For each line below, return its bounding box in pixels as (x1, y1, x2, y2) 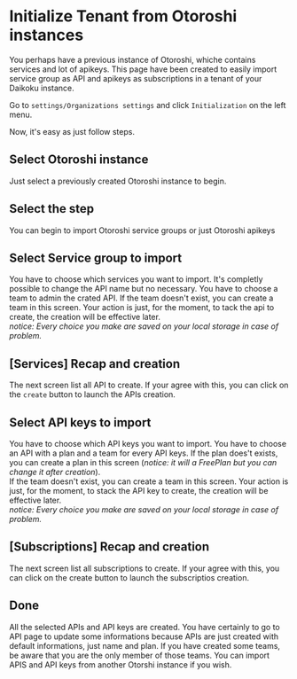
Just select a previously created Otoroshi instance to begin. (9, 176, 227, 186)
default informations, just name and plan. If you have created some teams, (9, 640, 281, 651)
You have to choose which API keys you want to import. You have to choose (9, 439, 286, 449)
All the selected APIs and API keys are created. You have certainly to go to (9, 621, 281, 632)
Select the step (9, 201, 95, 216)
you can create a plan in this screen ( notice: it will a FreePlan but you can (9, 457, 277, 467)
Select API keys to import (9, 415, 152, 430)
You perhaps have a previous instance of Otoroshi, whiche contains (9, 54, 256, 65)
